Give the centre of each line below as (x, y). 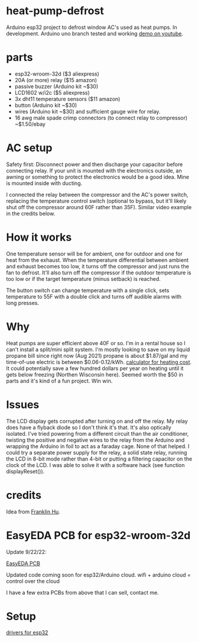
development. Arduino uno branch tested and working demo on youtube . (95, 33)
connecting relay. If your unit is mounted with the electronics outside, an (94, 170)
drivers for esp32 (27, 633)
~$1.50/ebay (30, 124)
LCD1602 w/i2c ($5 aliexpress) (52, 92)
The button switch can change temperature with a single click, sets (88, 290)
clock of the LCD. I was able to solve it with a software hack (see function (95, 465)
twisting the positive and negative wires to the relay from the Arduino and (95, 440)
